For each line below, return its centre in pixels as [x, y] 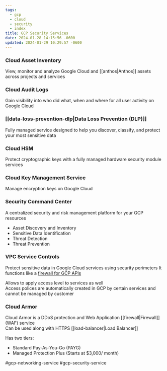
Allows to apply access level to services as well [54, 283]
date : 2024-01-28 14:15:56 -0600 [40, 38]
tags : [11, 10]
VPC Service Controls [32, 257]
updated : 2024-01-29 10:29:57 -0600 [44, 43]
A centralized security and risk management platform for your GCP [74, 212]
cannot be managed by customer [39, 293]
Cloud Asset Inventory [33, 60]
